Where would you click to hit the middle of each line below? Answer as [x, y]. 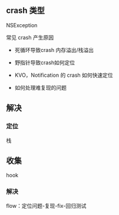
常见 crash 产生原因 [30, 37]
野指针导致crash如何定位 [45, 62]
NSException [22, 25]
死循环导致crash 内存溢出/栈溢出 [54, 50]
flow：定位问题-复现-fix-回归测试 [46, 206]
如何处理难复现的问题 [40, 87]
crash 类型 [26, 11]
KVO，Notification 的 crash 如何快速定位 [64, 75]
